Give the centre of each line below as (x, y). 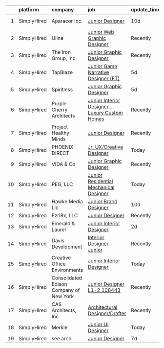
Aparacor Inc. (67, 21)
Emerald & (63, 223)
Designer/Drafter (107, 313)
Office (59, 264)
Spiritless (62, 89)
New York (63, 296)
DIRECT (61, 153)
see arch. (62, 338)
